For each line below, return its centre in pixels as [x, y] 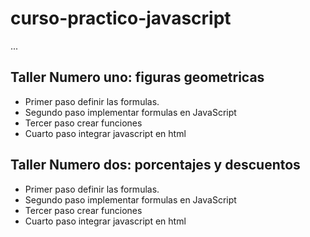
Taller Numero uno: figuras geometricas [137, 77]
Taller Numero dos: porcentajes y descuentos [155, 165]
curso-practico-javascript [121, 18]
